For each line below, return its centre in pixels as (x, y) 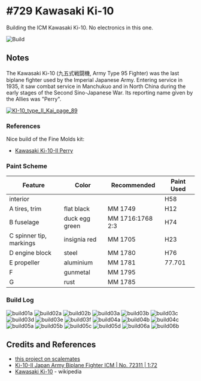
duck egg (77, 218)
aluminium (78, 263)
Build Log (20, 300)
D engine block (31, 253)
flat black (77, 209)
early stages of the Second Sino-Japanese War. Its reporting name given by (100, 92)
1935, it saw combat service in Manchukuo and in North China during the (96, 86)
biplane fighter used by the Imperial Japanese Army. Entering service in (95, 80)
